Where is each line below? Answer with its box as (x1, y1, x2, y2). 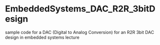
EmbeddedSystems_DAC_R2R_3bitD (5, 3, 156, 14)
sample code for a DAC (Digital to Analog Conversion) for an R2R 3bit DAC (5, 29, 155, 35)
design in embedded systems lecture (5, 34, 80, 40)
